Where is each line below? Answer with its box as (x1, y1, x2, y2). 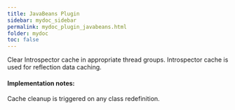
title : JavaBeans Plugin (7, 10, 80, 18)
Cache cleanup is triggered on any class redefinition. (7, 95, 160, 103)
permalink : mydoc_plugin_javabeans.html (7, 23, 128, 30)
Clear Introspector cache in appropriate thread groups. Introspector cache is (7, 55, 229, 64)
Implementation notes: (7, 78, 75, 88)
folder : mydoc (7, 29, 49, 37)
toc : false (7, 36, 39, 43)
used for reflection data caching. (7, 63, 102, 71)
